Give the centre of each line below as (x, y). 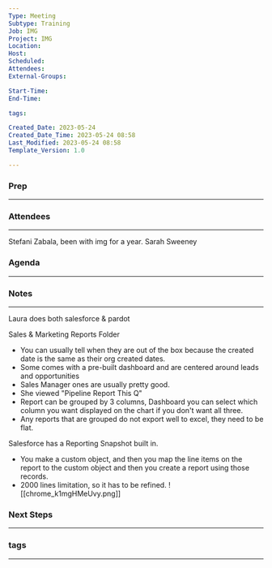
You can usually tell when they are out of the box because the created (137, 350)
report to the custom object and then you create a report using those (134, 467)
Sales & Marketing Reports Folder (64, 334)
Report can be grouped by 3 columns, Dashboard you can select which (139, 402)
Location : (25, 46)
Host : (17, 54)
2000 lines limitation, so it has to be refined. (93, 484)
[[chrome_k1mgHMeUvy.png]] (70, 493)
